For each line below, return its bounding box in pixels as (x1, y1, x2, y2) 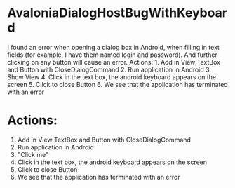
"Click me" (17, 150, 49, 159)
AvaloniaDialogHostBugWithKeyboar (7, 5, 228, 21)
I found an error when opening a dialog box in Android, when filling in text (7, 43, 220, 51)
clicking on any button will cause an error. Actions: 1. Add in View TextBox (7, 58, 221, 66)
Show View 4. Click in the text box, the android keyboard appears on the (7, 72, 216, 81)
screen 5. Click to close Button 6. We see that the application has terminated (7, 80, 228, 88)
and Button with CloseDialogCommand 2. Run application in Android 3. (7, 65, 212, 74)
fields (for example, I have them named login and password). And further (7, 51, 217, 59)
